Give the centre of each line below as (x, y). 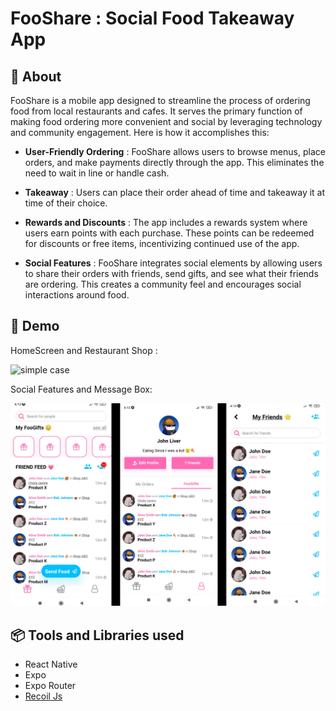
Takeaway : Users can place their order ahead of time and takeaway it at (175, 192)
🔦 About (36, 76)
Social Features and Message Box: (81, 389)
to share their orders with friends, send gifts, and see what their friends (171, 273)
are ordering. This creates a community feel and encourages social (163, 284)
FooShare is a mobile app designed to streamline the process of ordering (160, 100)
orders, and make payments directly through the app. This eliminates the (174, 162)
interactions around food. (77, 295)
